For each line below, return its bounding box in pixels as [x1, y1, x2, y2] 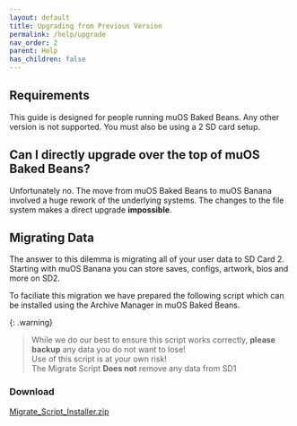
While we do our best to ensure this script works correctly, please [31, 335, 276, 345]
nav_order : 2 [9, 38, 58, 48]
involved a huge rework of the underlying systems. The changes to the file [9, 195, 284, 205]
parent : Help [9, 47, 58, 56]
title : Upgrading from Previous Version [9, 22, 163, 30]
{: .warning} [9, 317, 54, 328]
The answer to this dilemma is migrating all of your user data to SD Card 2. [9, 254, 285, 265]
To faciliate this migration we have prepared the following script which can [9, 291, 284, 301]
